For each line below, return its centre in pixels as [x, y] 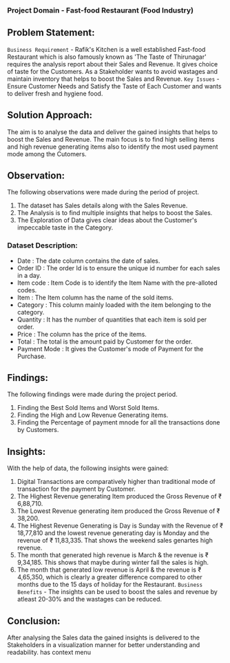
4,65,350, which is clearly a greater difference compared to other [109, 577]
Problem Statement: [51, 33]
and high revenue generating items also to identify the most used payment [113, 147]
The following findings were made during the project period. [92, 394]
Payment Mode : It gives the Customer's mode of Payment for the [110, 348]
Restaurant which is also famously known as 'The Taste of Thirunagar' [107, 57]
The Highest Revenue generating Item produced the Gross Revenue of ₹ [119, 496]
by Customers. [38, 430]
